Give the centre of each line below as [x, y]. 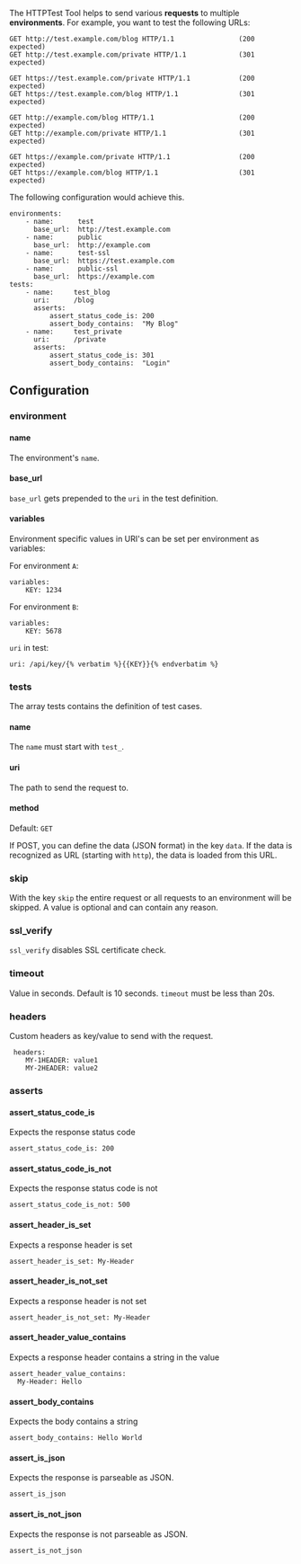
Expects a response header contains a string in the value [115, 1357]
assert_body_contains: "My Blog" [114, 324]
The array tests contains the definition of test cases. [106, 706]
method [24, 808]
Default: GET [31, 828]
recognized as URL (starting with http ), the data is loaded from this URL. [143, 855]
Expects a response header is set [71, 1245]
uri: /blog [63, 300]
